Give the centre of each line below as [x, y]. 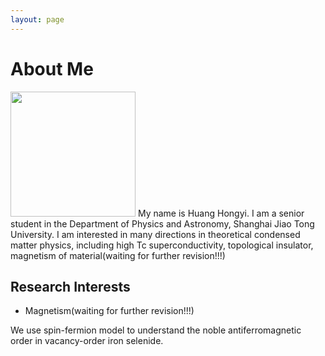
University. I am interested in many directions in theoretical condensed [155, 234]
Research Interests [70, 286]
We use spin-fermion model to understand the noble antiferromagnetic [156, 330]
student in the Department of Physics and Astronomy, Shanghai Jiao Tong [162, 223]
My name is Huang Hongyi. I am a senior [221, 213]
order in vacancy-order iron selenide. [87, 341]
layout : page [37, 19]
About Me [52, 68]
